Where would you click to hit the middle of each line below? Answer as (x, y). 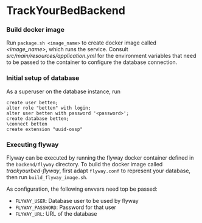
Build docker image (36, 30)
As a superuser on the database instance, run (63, 91)
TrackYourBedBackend (66, 11)
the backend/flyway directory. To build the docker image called (85, 165)
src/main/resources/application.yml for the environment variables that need (101, 56)
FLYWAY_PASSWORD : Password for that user (66, 207)
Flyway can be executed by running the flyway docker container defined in (100, 158)
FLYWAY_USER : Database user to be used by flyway (77, 201)
